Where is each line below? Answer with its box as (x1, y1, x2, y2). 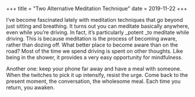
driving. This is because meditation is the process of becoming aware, (6, 35, 177, 42)
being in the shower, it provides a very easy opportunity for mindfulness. (6, 54, 183, 61)
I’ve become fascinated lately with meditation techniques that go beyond (6, 16, 183, 23)
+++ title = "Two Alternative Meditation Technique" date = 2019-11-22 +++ (6, 5, 188, 12)
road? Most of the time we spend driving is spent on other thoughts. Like (6, 48, 183, 55)
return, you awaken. (6, 84, 55, 91)
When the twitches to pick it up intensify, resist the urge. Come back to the (6, 72, 188, 78)
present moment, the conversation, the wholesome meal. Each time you (6, 78, 181, 85)
